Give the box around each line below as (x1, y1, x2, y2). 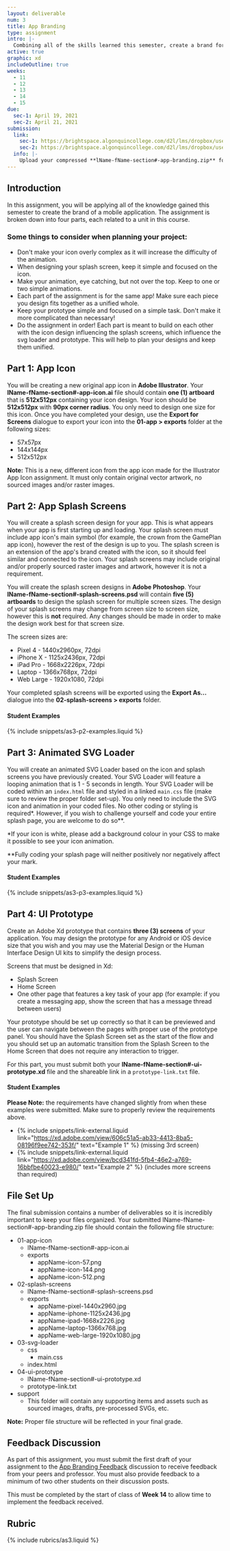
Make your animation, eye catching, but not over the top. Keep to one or (16, 277, 220, 285)
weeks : (7, 67, 26, 74)
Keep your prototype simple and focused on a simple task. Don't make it (16, 306, 221, 315)
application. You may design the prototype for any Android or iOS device (7, 933, 212, 942)
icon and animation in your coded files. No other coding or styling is (7, 802, 199, 810)
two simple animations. (16, 284, 82, 293)
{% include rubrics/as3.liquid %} (7, 1536, 99, 1544)
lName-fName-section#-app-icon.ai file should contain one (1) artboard (7, 388, 215, 396)
